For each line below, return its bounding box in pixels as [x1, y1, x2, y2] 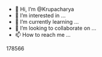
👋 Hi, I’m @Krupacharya [14, 6, 74, 12]
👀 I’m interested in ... [14, 12, 66, 19]
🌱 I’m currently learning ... [14, 18, 79, 25]
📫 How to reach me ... [14, 31, 71, 38]
